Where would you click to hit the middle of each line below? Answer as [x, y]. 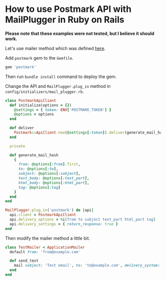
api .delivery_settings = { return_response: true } [64, 224]
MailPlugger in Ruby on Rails [65, 20]
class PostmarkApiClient [31, 100]
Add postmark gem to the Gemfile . [39, 58]
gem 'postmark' [21, 67]
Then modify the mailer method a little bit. [48, 238]
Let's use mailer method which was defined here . [55, 48]
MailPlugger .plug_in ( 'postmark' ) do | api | [49, 210]
